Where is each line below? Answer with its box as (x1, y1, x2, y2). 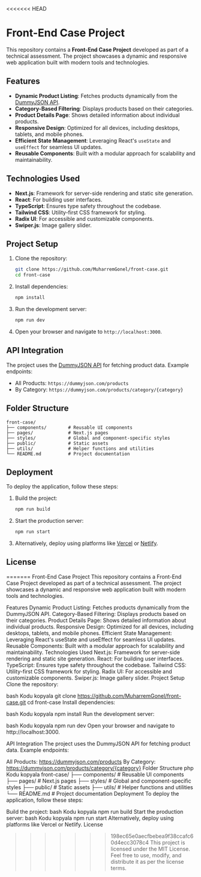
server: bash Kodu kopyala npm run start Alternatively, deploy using (6, 814, 174, 822)
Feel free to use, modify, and (110, 851, 182, 859)
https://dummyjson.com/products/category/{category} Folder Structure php (6, 764, 194, 772)
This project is (149, 839, 185, 846)
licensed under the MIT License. (110, 845, 191, 852)
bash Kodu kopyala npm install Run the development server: (6, 710, 155, 718)
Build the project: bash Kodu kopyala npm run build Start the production (6, 808, 184, 815)
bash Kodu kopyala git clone (6, 692, 76, 700)
